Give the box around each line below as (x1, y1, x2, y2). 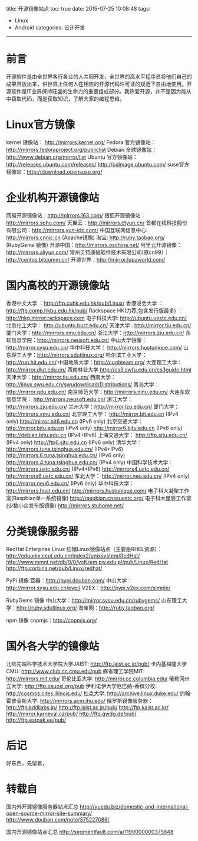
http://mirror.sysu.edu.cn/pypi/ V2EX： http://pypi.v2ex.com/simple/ (6, 584, 171, 591)
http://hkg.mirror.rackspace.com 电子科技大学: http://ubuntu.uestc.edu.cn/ (6, 314, 187, 321)
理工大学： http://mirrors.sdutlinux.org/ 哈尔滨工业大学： (11, 351, 147, 358)
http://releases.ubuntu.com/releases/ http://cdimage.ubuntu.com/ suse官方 (6, 161, 190, 168)
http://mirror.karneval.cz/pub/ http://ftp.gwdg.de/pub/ (6, 710, 137, 717)
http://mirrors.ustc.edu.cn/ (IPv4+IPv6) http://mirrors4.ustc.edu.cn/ (6, 465, 170, 472)
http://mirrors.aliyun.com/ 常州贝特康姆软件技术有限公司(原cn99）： (6, 249, 169, 256)
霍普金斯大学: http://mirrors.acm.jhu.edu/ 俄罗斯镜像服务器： (6, 697, 154, 704)
